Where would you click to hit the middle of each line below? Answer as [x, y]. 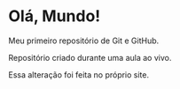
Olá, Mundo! [55, 16]
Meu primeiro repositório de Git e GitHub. [84, 41]
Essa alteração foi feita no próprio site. [79, 74]
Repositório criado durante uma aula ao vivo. [90, 57]
